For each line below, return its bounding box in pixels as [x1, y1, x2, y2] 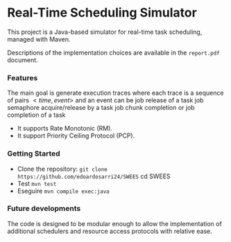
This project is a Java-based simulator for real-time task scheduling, [7, 28, 203, 36]
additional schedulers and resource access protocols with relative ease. [7, 227, 213, 235]
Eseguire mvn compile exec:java [17, 187, 110, 195]
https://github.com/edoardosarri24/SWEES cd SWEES [17, 171, 171, 180]
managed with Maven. [7, 35, 71, 43]
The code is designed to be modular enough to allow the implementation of [7, 219, 222, 227]
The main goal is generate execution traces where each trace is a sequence [7, 89, 224, 97]
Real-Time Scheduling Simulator [7, 5, 198, 21]
